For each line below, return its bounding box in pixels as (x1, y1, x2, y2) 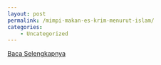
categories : (7, 23, 43, 30)
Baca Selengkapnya (7, 49, 66, 58)
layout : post (7, 10, 46, 18)
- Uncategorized (20, 30, 69, 37)
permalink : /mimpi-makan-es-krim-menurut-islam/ (7, 17, 155, 24)
